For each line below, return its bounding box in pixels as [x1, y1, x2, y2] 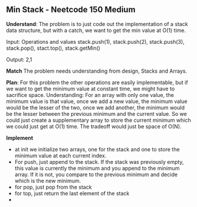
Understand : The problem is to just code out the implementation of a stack [6, 20, 188, 27]
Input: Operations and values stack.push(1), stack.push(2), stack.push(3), [6, 38, 185, 45]
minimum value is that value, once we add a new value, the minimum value [6, 98, 188, 105]
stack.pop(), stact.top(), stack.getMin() [6, 44, 100, 51]
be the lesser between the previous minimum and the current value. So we [6, 110, 187, 117]
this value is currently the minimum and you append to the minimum [14, 164, 180, 172]
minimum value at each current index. [14, 152, 107, 159]
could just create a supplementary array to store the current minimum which [6, 117, 191, 124]
